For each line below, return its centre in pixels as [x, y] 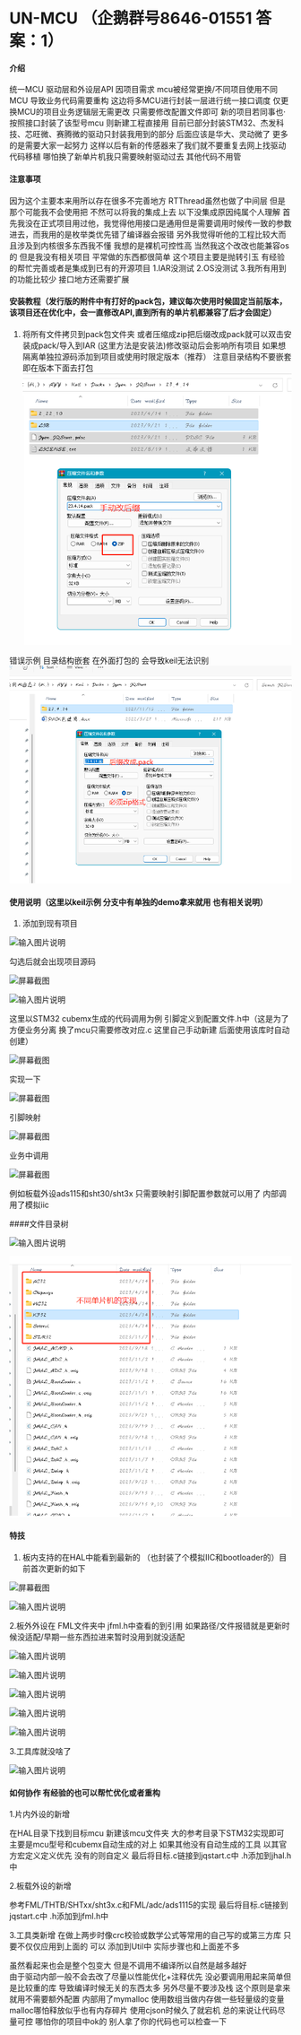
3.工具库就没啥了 [40, 1752]
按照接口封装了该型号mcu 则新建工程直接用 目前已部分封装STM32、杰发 [143, 123]
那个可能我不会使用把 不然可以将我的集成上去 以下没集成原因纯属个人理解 [145, 212]
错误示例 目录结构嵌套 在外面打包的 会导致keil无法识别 [109, 661]
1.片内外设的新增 [39, 1814]
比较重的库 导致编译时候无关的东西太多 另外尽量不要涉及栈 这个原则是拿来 [154, 1988]
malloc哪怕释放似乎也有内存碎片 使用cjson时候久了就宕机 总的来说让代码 [143, 2011]
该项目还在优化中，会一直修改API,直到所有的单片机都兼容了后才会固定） [143, 313]
